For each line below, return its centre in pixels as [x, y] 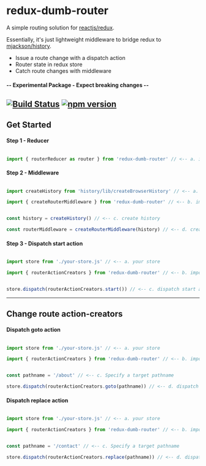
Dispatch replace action [37, 400]
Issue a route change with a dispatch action [70, 58]
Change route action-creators [65, 314]
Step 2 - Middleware [33, 173]
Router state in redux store [49, 64]
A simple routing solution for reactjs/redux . [60, 28]
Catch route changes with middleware [63, 70]
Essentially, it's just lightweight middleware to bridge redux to [84, 39]
